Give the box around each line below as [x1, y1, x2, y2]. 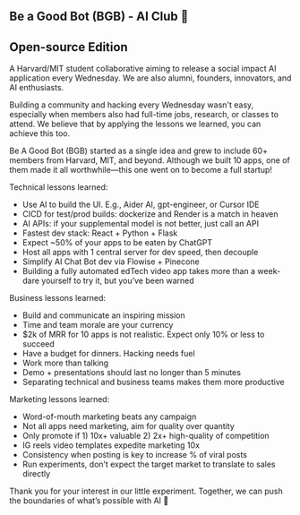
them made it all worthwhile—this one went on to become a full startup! [9, 165, 273, 176]
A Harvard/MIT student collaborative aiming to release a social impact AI [9, 64, 277, 74]
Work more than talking [21, 357, 109, 368]
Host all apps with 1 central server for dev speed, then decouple [21, 247, 259, 258]
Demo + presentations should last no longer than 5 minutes [21, 367, 242, 378]
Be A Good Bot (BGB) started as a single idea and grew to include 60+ [9, 145, 269, 157]
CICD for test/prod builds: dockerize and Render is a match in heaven [21, 209, 279, 219]
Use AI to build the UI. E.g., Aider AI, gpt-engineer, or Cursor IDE [21, 199, 260, 210]
